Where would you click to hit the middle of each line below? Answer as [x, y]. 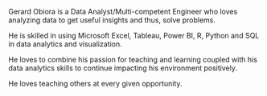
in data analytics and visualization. [65, 44]
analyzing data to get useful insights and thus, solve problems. [112, 20]
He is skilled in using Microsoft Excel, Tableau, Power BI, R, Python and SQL [134, 36]
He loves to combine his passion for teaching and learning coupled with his [133, 60]
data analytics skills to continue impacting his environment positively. [123, 68]
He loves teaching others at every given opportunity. [95, 84]
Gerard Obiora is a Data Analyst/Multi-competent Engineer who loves [123, 12]
